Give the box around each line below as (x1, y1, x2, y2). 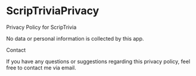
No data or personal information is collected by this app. (6, 35, 144, 42)
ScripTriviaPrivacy (6, 4, 99, 18)
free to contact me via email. (6, 64, 76, 71)
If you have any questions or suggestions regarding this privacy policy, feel (6, 58, 191, 65)
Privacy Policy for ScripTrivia (6, 24, 77, 31)
